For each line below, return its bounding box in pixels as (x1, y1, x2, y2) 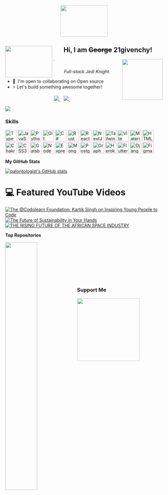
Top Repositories (5, 232, 41, 238)
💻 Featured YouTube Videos (5, 187, 126, 198)
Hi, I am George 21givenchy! (63, 46, 152, 54)
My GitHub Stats (5, 158, 40, 164)
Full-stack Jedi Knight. (64, 69, 110, 75)
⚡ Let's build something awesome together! (12, 84, 102, 90)
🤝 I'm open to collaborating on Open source (12, 78, 104, 84)
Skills (5, 118, 19, 125)
